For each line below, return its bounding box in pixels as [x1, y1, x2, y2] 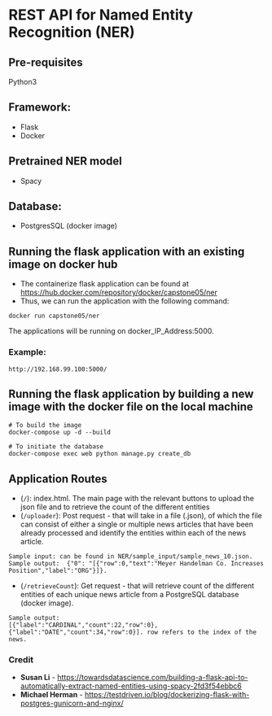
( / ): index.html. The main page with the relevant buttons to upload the [20, 494, 255, 504]
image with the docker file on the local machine [8, 399, 254, 413]
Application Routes [8, 472, 107, 486]
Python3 [8, 77, 37, 86]
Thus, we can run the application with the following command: [20, 296, 230, 306]
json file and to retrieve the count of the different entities [20, 502, 210, 512]
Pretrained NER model [8, 155, 122, 168]
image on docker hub [8, 257, 118, 271]
